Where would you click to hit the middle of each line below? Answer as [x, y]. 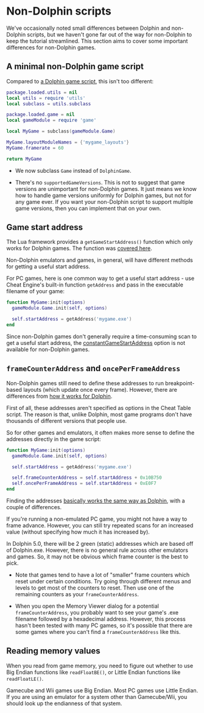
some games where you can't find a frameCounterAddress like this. [98, 632]
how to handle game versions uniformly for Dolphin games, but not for [103, 195]
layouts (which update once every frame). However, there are [100, 389]
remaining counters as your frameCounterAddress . [77, 594]
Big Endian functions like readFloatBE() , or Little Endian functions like [93, 672]
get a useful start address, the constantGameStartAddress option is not [96, 343]
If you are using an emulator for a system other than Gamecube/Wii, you [97, 697]
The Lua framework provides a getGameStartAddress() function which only [100, 242]
